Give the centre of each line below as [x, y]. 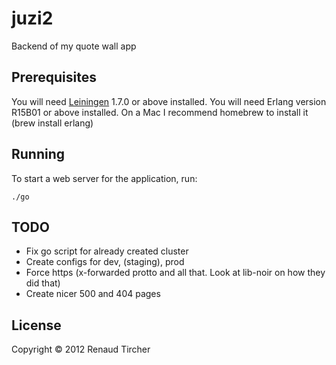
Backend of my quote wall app [74, 46]
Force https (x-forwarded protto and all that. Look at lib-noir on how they [175, 273]
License [36, 325]
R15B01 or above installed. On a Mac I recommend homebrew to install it [160, 112]
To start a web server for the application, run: [104, 178]
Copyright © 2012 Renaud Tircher [81, 349]
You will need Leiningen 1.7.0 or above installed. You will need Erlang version [169, 101]
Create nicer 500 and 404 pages [93, 294]
